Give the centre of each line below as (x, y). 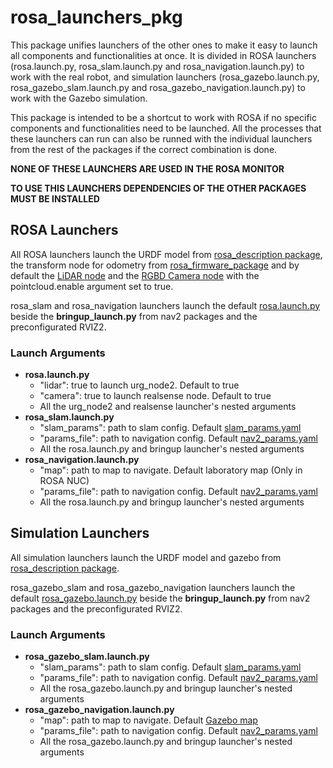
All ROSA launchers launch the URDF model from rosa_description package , (166, 254)
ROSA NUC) (64, 481)
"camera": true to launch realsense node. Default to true (155, 396)
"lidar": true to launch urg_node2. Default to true (139, 385)
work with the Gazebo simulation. (79, 98)
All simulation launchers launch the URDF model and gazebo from (146, 557)
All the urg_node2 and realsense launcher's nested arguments (168, 407)
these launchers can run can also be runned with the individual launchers (161, 138)
